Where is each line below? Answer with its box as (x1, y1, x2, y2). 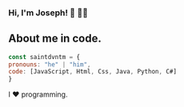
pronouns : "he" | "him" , (8, 60, 91, 69)
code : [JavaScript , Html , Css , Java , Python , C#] (8, 68, 178, 76)
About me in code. (8, 32, 102, 46)
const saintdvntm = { (8, 53, 81, 61)
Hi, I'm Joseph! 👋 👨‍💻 (8, 7, 88, 18)
